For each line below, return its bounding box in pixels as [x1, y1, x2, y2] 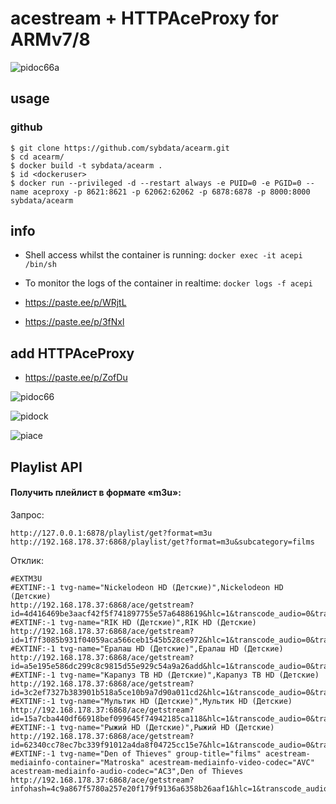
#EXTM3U [10, 573, 43, 584]
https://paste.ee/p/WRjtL [24, 297, 127, 309]
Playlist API [10, 458, 83, 476]
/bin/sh [24, 260, 57, 270]
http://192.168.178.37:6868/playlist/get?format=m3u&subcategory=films [10, 537, 315, 547]
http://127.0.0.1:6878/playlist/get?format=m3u [10, 528, 213, 538]
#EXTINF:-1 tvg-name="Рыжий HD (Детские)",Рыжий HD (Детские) [10, 722, 275, 732]
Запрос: [10, 508, 45, 521]
